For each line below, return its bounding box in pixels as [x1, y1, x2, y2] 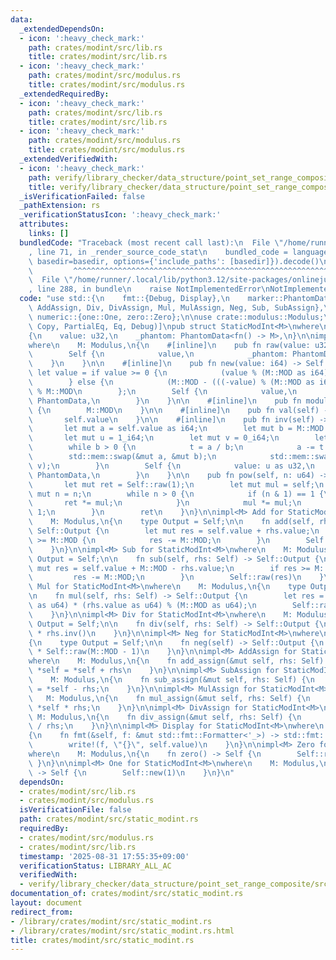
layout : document [10, 898, 83, 908]
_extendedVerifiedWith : [19, 154, 118, 164]
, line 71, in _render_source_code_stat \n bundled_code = [28, 247, 288, 257]
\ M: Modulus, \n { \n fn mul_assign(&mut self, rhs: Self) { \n [28, 693, 311, 703]
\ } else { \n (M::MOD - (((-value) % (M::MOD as [28, 377, 315, 387]
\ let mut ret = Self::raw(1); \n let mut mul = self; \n [28, 479, 325, 490]
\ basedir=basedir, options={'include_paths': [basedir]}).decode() [28, 256, 320, 266]
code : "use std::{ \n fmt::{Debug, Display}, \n [19, 294, 230, 304]
